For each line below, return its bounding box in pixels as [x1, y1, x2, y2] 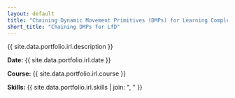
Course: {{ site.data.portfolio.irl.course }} [7, 69, 127, 78]
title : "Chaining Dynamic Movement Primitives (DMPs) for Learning [7, 17, 208, 24]
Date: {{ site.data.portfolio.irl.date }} [7, 56, 111, 64]
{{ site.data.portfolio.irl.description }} [7, 43, 113, 51]
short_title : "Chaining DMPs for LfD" [7, 23, 120, 30]
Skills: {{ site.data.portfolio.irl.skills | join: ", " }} [7, 83, 143, 92]
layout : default [7, 10, 55, 17]
